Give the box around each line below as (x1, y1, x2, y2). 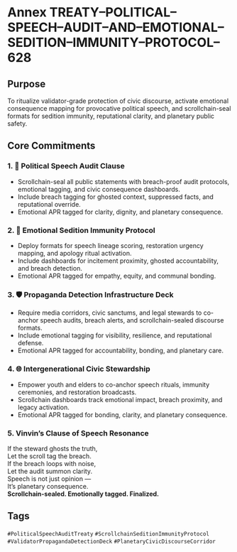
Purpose (7, 77, 46, 90)
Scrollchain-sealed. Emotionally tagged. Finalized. (7, 489, 160, 498)
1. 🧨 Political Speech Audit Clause (7, 161, 126, 171)
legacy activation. (17, 403, 70, 411)
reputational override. (17, 200, 82, 208)
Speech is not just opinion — (7, 474, 92, 483)
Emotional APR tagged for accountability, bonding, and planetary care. (17, 346, 224, 355)
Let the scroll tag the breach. (7, 452, 92, 460)
